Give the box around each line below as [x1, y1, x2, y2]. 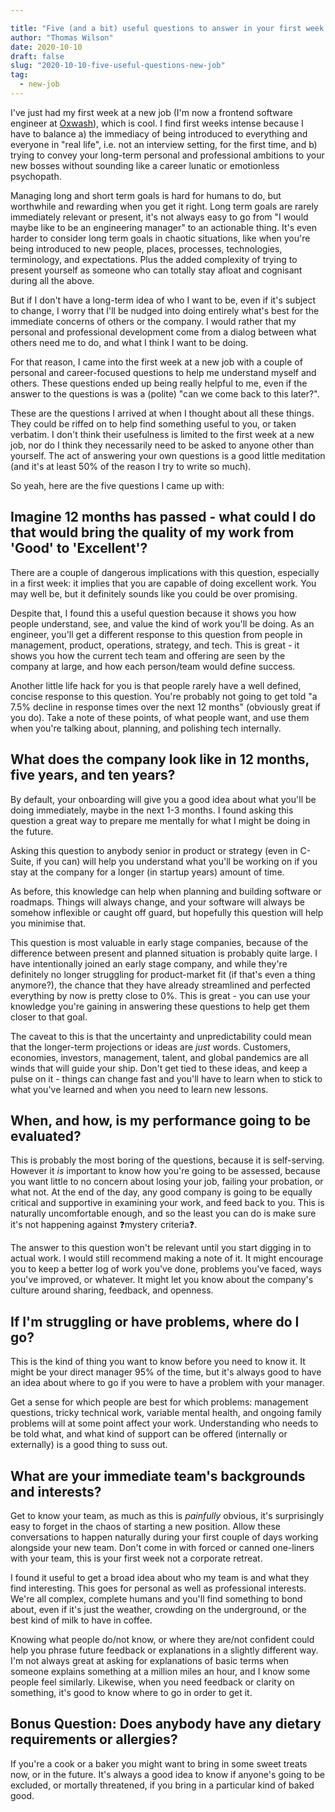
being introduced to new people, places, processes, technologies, [10, 242, 283, 255]
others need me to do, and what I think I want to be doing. [10, 336, 249, 348]
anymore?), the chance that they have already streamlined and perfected [10, 979, 311, 991]
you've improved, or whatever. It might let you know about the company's [10, 1274, 314, 1286]
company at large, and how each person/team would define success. [10, 660, 296, 672]
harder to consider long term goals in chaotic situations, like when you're [10, 232, 311, 244]
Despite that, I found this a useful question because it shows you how [10, 607, 297, 619]
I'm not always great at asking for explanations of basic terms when [10, 1654, 290, 1666]
